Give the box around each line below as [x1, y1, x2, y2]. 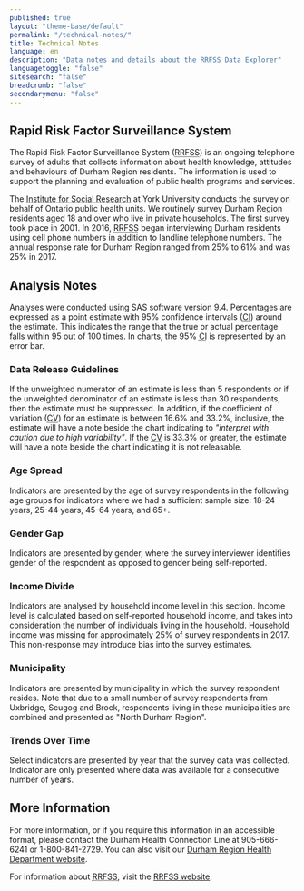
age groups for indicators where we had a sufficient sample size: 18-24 [9, 494, 275, 505]
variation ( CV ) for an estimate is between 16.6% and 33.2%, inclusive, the [9, 412, 285, 423]
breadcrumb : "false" [9, 81, 88, 90]
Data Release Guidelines [9, 363, 120, 376]
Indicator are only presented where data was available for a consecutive [9, 764, 279, 775]
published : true [9, 13, 71, 23]
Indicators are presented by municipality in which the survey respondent [9, 682, 280, 693]
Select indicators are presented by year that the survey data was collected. [9, 755, 290, 766]
